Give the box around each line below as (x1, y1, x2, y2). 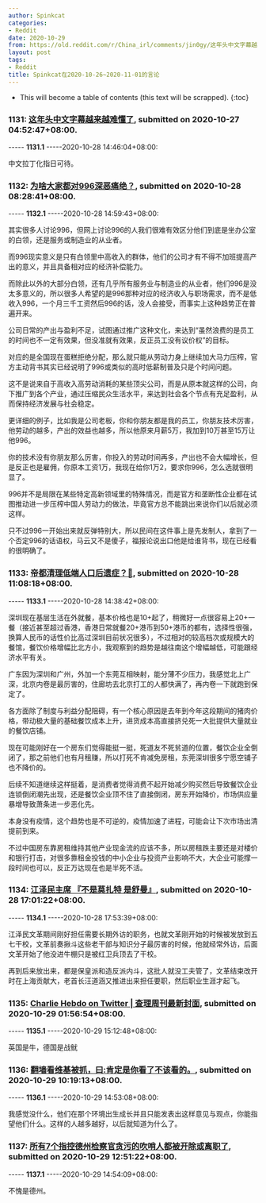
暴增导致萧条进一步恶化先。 (8, 799, 99, 808)
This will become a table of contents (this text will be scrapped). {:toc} (19, 92, 249, 102)
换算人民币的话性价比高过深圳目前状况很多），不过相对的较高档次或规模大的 (8, 632, 255, 642)
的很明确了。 (8, 546, 50, 556)
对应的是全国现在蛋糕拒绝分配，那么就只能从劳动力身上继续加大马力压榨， (8, 353, 251, 362)
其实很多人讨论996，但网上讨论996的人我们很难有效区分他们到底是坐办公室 (8, 226, 256, 235)
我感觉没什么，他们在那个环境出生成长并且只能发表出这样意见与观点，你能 (8, 1109, 251, 1119)
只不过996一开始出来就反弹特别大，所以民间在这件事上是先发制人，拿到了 (8, 526, 251, 536)
